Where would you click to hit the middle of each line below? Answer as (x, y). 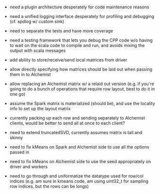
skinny (16, 138)
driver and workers (29, 167)
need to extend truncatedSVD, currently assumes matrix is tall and (76, 132)
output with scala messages (38, 51)
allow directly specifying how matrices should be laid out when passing (81, 69)
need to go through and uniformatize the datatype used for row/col (77, 176)
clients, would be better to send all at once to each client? (67, 123)
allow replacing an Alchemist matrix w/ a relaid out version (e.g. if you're (82, 84)
